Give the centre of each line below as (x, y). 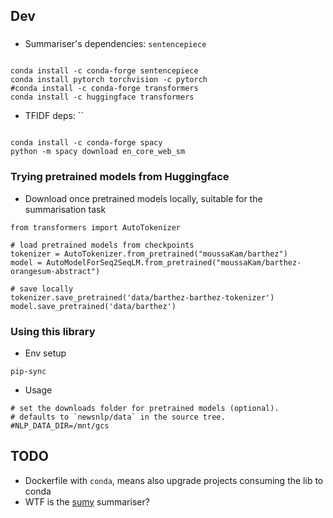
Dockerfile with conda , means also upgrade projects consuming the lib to (174, 480)
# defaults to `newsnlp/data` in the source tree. (118, 417)
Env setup (45, 353)
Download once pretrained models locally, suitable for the (143, 198)
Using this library (53, 331)
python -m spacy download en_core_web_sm (98, 152)
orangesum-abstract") (55, 271)
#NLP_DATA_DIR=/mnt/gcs (60, 425)
